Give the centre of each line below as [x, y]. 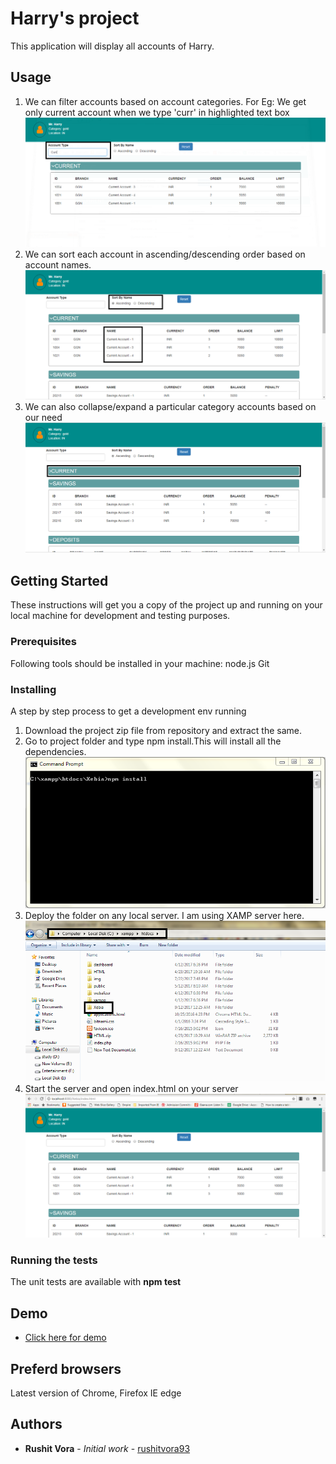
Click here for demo [65, 1338]
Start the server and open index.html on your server [131, 1089]
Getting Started [59, 580]
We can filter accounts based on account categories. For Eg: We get [165, 101]
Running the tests [54, 1260]
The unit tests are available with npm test [96, 1282]
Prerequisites [43, 642]
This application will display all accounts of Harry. [112, 46]
